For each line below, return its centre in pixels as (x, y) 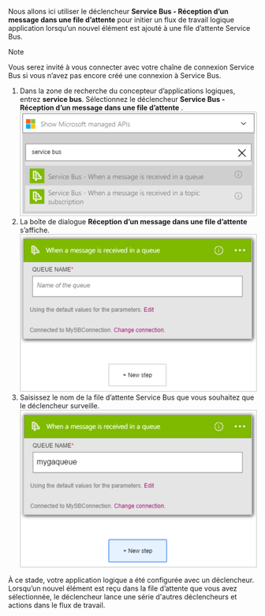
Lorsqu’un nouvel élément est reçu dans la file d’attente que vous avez (123, 588)
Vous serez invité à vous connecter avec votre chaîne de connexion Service (131, 67)
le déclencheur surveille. (60, 405)
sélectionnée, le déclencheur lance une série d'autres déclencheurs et (123, 597)
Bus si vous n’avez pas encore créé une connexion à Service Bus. (115, 75)
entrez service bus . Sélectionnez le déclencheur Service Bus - (122, 99)
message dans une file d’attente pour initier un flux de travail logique (121, 20)
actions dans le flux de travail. (57, 605)
